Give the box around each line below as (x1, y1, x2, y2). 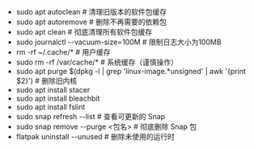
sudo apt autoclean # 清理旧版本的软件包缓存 (15, 7, 167, 16)
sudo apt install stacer (15, 85, 91, 94)
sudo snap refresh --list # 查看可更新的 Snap (15, 112, 166, 121)
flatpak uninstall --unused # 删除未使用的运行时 (15, 132, 176, 141)
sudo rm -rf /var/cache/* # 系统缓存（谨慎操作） (15, 57, 178, 67)
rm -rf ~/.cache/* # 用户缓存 (15, 48, 111, 56)
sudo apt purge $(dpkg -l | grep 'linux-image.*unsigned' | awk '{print (15, 67, 247, 76)
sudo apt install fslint (15, 102, 86, 111)
